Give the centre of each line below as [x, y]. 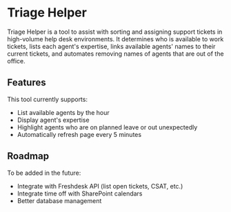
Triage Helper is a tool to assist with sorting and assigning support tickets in [115, 32]
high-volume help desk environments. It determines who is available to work [115, 39]
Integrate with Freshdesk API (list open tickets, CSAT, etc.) [100, 186]
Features [27, 83]
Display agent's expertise [53, 120]
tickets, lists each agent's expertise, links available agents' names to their [111, 46]
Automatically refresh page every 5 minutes [79, 134]
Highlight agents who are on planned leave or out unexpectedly [107, 127]
